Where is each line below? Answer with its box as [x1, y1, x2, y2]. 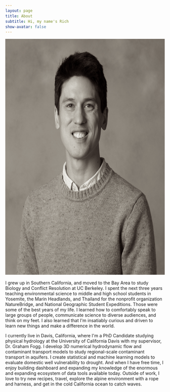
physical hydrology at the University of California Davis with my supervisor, [5, 338, 162, 344]
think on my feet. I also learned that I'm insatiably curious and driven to [5, 318, 153, 324]
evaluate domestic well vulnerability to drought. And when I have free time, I [5, 360, 163, 366]
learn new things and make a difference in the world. [5, 323, 115, 329]
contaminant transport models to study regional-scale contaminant [5, 349, 145, 355]
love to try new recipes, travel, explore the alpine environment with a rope [5, 376, 159, 382]
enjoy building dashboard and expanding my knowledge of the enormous [5, 365, 158, 371]
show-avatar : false [5, 24, 47, 29]
